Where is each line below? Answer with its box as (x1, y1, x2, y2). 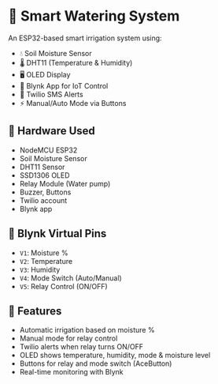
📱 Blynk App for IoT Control (19, 81, 109, 90)
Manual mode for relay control (19, 333, 118, 343)
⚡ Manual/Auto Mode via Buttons (19, 98, 127, 107)
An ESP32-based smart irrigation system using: (8, 33, 163, 43)
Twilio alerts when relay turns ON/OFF (19, 342, 144, 352)
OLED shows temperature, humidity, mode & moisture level (19, 351, 211, 360)
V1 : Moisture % (19, 248, 68, 258)
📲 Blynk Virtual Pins (8, 227, 107, 240)
